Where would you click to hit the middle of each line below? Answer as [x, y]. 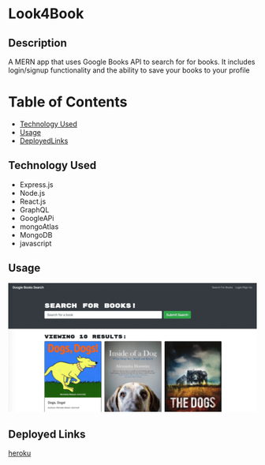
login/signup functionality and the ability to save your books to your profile [129, 70]
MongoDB [36, 234]
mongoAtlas [39, 227]
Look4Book [46, 14]
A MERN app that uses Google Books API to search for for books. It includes [132, 62]
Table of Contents [68, 102]
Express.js [36, 184]
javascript [35, 243]
